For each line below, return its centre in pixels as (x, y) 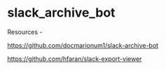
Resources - (25, 32)
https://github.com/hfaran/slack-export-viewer (75, 59)
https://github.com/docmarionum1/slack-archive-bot (83, 45)
